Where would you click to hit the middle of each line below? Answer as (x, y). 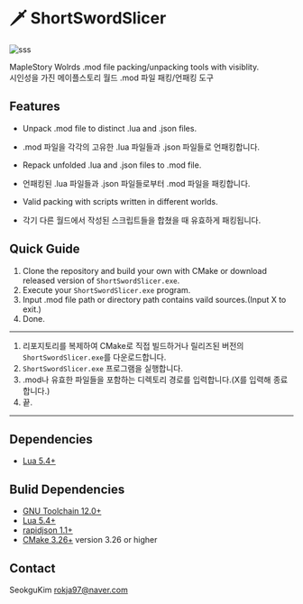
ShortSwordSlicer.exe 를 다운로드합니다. (94, 357)
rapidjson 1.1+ (48, 530)
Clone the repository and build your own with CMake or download (145, 270)
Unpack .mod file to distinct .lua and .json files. (109, 128)
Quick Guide (45, 249)
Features (35, 107)
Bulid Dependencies (67, 489)
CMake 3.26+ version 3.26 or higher (90, 540)
